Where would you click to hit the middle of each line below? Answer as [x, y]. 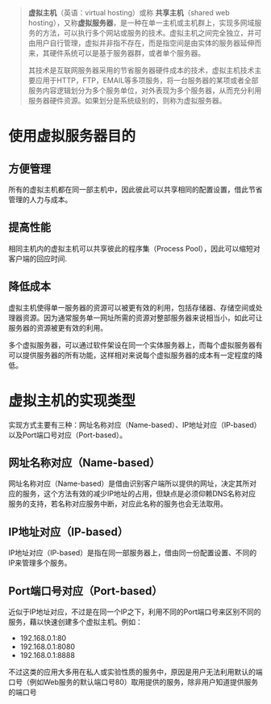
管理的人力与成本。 [40, 200]
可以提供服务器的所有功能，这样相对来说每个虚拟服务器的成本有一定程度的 [132, 355]
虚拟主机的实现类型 [72, 400]
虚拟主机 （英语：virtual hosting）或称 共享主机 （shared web [129, 13]
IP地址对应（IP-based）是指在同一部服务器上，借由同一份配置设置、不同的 [132, 553]
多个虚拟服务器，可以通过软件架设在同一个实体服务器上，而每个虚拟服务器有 [135, 345]
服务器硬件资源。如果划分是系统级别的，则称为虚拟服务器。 [127, 101]
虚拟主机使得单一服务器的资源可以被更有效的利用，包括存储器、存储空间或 [132, 307]
